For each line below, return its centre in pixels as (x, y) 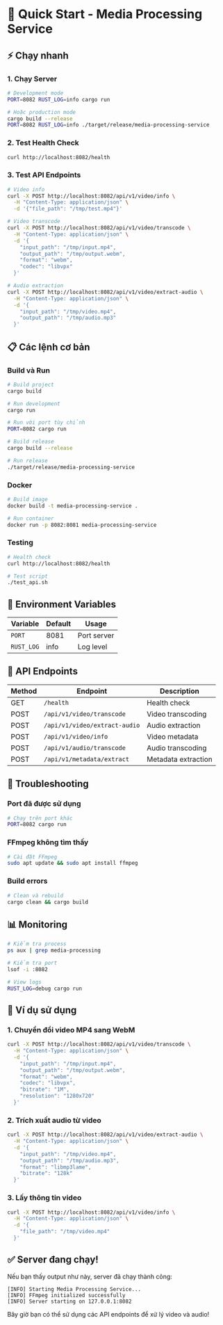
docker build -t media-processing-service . (73, 506)
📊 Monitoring (38, 924)
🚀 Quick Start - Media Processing (105, 14)
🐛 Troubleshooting (48, 784)
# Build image (28, 499)
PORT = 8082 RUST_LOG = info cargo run (59, 99)
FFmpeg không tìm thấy (48, 843)
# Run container (31, 518)
